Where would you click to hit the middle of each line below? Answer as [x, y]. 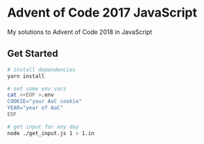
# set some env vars [37, 89]
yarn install [26, 76]
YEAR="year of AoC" [35, 108]
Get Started [33, 54]
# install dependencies [42, 70]
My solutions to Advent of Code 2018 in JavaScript [80, 32]
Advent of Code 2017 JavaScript [102, 13]
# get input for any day [43, 127]
